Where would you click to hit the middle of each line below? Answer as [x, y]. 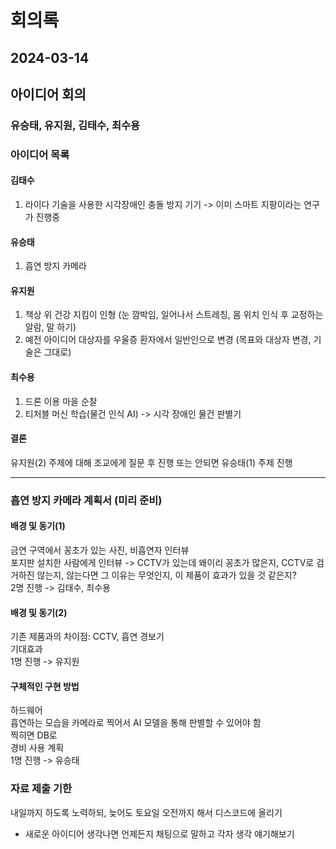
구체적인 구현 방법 [45, 686]
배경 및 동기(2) [39, 612]
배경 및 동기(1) [38, 526]
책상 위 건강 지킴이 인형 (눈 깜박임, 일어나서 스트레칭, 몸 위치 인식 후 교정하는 [174, 315]
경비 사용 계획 [37, 748]
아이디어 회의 [48, 94]
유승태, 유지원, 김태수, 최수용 [75, 125]
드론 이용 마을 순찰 [61, 401]
